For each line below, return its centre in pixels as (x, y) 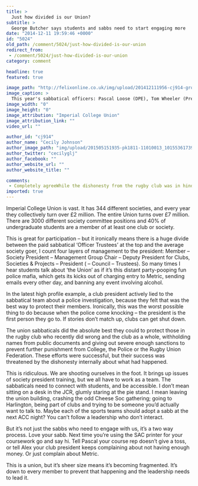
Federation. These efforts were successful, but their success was (85, 355)
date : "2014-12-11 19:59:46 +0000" (50, 34)
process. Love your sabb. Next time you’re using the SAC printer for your (95, 435)
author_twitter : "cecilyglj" (42, 154)
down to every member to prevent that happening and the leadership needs (98, 471)
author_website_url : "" (35, 164)
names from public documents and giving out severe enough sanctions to (95, 343)
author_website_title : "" (38, 170)
